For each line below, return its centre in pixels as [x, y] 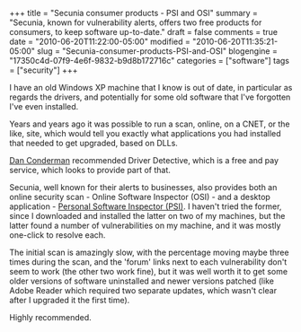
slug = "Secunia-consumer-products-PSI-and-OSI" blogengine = [158, 51]
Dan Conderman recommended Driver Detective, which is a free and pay [144, 160]
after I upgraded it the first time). [70, 300]
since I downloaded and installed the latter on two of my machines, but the [147, 216]
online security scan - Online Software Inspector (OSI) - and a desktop [140, 197]
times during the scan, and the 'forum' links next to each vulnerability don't [148, 262]
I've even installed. [44, 106]
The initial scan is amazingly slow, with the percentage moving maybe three [149, 252]
